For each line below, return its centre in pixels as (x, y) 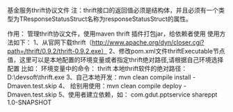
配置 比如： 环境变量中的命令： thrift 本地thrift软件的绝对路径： (97, 69)
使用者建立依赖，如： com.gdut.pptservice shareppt (143, 95)
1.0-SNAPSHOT (30, 102)
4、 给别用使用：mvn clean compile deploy (120, 86)
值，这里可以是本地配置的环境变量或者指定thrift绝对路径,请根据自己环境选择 (115, 60)
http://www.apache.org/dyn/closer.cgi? (148, 42)
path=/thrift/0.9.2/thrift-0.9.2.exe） (57, 51)
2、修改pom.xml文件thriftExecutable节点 (167, 51)
